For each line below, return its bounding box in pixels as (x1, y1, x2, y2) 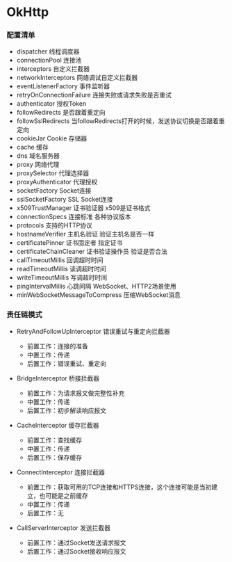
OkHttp (6, 4, 49, 20)
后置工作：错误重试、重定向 (26, 359, 107, 367)
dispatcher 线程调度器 (16, 47, 80, 56)
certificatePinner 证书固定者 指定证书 (16, 239, 123, 247)
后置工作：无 (26, 508, 64, 517)
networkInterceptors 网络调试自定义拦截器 (16, 74, 138, 82)
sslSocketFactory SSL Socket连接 (16, 195, 113, 204)
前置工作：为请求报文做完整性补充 (26, 389, 125, 397)
